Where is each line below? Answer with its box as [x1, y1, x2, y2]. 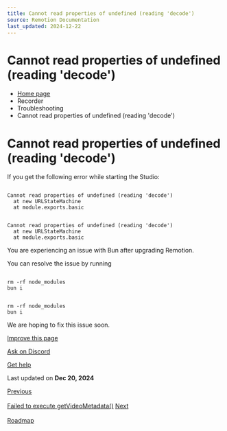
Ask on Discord [7, 347, 51, 356]
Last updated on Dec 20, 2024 [7, 374, 95, 382]
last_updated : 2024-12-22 [7, 23, 81, 30]
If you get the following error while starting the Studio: [7, 173, 160, 181]
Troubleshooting [16, 104, 64, 113]
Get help [7, 361, 32, 369]
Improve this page [7, 334, 58, 342]
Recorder [16, 97, 44, 105]
